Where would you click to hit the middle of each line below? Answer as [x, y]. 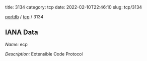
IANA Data [22, 32]
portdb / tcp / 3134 [24, 17]
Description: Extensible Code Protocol [44, 54]
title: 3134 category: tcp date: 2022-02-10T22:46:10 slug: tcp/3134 [74, 7]
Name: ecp [17, 44]
